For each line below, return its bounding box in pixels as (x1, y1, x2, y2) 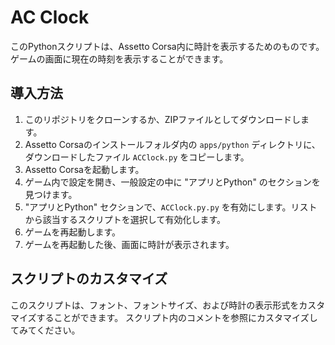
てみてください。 (10, 324, 81, 336)
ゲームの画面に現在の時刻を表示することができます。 (10, 52, 229, 65)
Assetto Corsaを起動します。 (24, 163, 145, 175)
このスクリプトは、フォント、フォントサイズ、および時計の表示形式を (10, 299, 300, 311)
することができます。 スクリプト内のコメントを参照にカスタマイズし (36, 311, 318, 323)
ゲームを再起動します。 (24, 226, 121, 238)
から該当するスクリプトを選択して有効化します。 (24, 213, 226, 225)
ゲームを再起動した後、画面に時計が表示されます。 (24, 238, 235, 250)
